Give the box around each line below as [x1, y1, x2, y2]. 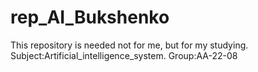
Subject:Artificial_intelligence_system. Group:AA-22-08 [10, 49, 238, 61]
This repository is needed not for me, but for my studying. [10, 39, 249, 51]
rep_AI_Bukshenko [10, 6, 170, 29]
